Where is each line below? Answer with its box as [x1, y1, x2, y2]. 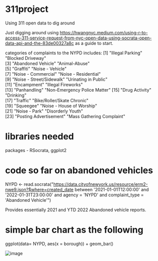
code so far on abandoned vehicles [5, 165, 153, 176]
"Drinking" [5, 92, 27, 98]
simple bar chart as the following [5, 224, 144, 235]
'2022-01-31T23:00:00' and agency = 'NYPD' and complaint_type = [5, 192, 144, 198]
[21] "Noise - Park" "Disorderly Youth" [5, 108, 83, 114]
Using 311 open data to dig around [5, 20, 75, 26]
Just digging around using [5, 29, 59, 35]
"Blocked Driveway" [5, 55, 46, 61]
